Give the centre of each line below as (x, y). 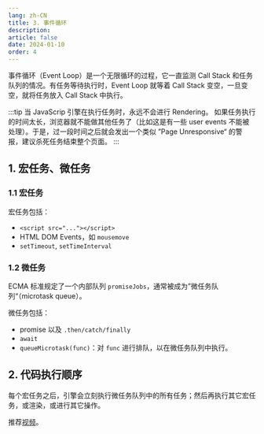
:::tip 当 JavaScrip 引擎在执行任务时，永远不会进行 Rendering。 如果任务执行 (132, 112)
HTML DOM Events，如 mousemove (74, 236)
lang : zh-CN (27, 15)
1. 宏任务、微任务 (49, 169)
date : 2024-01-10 (37, 45)
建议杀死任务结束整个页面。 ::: (71, 141)
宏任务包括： (29, 211)
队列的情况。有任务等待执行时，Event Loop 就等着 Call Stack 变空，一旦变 (128, 85)
